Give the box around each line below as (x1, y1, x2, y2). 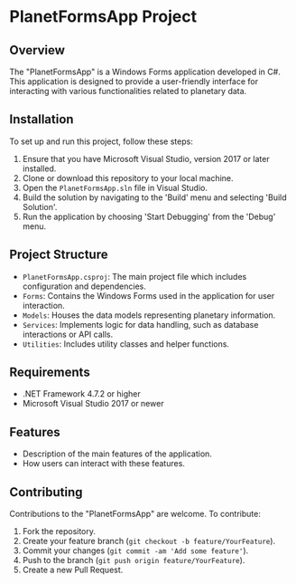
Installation (9, 111, 74, 128)
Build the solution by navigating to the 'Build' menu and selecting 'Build (22, 192, 287, 203)
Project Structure (9, 247, 108, 263)
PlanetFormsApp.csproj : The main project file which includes (22, 271, 247, 282)
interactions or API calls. (22, 329, 114, 340)
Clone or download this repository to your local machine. (22, 172, 234, 183)
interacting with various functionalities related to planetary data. (9, 86, 247, 96)
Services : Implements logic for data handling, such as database (22, 319, 259, 330)
